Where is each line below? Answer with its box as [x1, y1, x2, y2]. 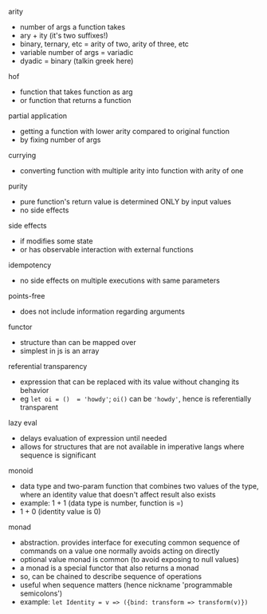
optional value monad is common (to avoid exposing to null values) [19, 555, 240, 564]
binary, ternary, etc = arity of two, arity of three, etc [19, 39, 190, 49]
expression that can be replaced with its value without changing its [19, 377, 240, 386]
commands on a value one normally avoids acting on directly [19, 546, 220, 556]
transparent [19, 402, 58, 412]
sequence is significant [19, 450, 96, 460]
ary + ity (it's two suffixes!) [19, 31, 109, 40]
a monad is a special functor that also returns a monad [19, 563, 199, 572]
